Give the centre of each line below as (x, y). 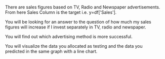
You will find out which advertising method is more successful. (69, 37)
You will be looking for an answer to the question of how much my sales (78, 22)
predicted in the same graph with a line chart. (51, 51)
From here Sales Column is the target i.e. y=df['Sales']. (61, 12)
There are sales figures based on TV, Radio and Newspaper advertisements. (83, 7)
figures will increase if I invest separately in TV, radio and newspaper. (76, 27)
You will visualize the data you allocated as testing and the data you (74, 46)
